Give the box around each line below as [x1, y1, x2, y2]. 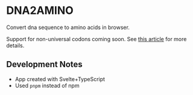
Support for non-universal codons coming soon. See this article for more [6, 35, 187, 42]
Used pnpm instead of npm [14, 82, 80, 89]
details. [6, 42, 25, 49]
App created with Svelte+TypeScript [14, 75, 106, 82]
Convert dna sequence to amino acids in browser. [6, 24, 130, 31]
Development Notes [6, 59, 83, 70]
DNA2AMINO [6, 4, 74, 18]
